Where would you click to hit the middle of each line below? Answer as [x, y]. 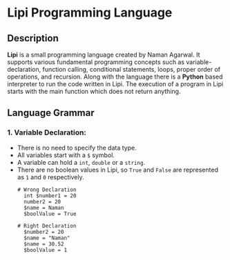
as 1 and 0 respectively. [50, 177]
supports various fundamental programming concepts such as [96, 62]
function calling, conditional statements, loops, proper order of [132, 69]
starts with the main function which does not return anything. [94, 91]
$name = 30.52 [44, 244]
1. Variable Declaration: [47, 132]
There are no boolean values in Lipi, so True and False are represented [118, 170]
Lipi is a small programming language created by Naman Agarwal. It [104, 54]
